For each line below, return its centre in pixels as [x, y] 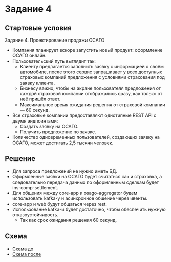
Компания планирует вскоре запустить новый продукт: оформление [87, 50]
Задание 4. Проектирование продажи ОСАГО [55, 40]
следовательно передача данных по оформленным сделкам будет [85, 182]
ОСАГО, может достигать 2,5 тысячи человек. [63, 143]
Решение [20, 159]
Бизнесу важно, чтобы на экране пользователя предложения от [90, 88]
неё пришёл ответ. [40, 99]
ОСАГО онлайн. [29, 55]
